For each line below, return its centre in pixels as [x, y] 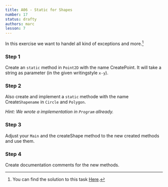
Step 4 [13, 154]
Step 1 [13, 57]
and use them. [20, 141]
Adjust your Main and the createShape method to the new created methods [82, 135]
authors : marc [20, 24]
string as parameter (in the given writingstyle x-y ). [57, 73]
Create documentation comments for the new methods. [62, 165]
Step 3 [13, 125]
